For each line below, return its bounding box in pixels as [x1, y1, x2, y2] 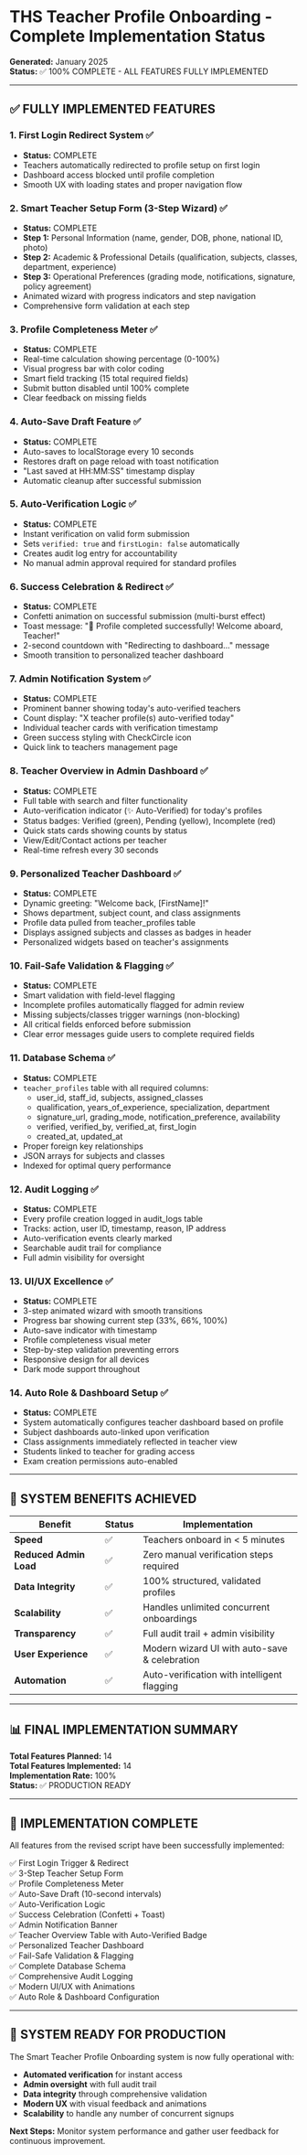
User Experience [14, 1648, 89, 1661]
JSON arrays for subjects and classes [22, 1150, 165, 1161]
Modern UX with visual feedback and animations [22, 2097, 207, 2109]
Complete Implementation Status [9, 26, 266, 47]
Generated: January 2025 [9, 56, 109, 67]
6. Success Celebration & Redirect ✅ [9, 580, 175, 593]
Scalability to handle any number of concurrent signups [22, 2107, 235, 2118]
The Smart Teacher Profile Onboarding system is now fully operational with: [9, 2051, 295, 2062]
